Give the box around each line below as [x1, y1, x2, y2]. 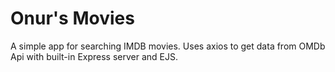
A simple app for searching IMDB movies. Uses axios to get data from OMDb [10, 40, 326, 52]
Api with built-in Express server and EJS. [10, 50, 179, 62]
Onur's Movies [10, 7, 135, 30]
